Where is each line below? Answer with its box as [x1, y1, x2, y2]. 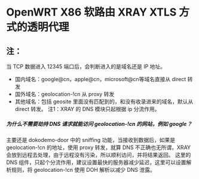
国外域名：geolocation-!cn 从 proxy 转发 [14, 91, 115, 97]
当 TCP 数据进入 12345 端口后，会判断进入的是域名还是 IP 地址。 [6, 63, 166, 70]
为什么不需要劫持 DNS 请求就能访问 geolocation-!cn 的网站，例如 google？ [6, 120, 192, 127]
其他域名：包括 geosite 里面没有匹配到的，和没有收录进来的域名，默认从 [14, 98, 194, 105]
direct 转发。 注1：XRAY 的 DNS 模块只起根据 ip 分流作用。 [14, 106, 160, 112]
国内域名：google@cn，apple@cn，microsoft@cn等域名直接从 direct [14, 76, 186, 82]
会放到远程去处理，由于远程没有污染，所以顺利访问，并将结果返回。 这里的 [6, 151, 191, 158]
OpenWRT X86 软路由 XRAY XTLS [6, 5, 177, 19]
